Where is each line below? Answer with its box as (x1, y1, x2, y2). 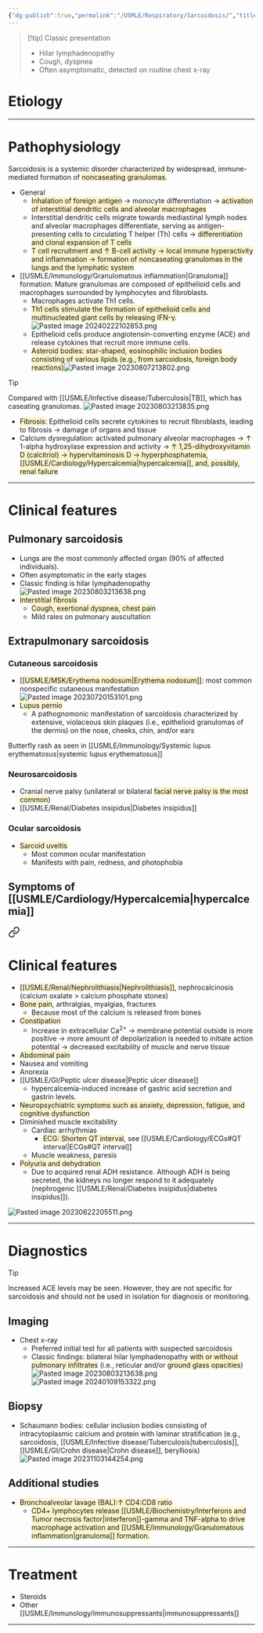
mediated (8, 172, 39, 181)
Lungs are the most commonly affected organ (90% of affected (19, 553, 225, 563)
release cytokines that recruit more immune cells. (31, 337, 190, 347)
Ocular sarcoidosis (8, 823, 81, 834)
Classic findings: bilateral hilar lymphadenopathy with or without (31, 1351, 239, 1361)
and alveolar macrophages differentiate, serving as (31, 221, 196, 230)
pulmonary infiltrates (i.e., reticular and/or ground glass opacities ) (31, 1360, 243, 1369)
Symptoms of (8, 880, 76, 894)
